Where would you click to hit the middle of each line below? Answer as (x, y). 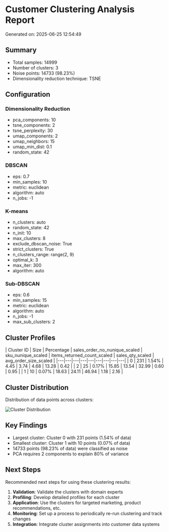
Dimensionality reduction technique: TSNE (57, 78)
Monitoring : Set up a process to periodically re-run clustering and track (87, 513)
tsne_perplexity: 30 (33, 131)
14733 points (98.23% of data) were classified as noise (70, 448)
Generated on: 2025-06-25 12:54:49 (44, 34)
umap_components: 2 (35, 136)
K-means (17, 211)
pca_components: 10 (34, 120)
